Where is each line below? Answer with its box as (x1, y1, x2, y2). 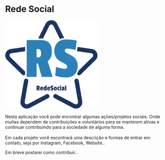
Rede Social (5, 3, 55, 15)
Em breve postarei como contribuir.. (5, 150, 78, 156)
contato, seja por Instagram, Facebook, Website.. (5, 140, 105, 146)
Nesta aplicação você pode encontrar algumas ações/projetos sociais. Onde (5, 114, 161, 120)
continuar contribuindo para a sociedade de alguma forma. (5, 124, 125, 130)
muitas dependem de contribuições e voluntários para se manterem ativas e (5, 119, 160, 125)
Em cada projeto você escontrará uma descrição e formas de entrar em (5, 135, 150, 141)
